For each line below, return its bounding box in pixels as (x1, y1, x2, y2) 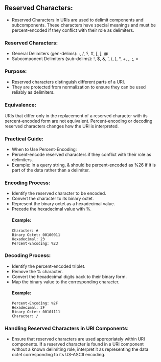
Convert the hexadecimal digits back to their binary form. (11, 274, 127, 279)
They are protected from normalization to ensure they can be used (11, 84, 146, 90)
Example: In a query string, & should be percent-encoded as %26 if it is (11, 162, 156, 168)
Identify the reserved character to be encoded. (11, 191, 106, 196)
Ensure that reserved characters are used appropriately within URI (11, 336, 145, 342)
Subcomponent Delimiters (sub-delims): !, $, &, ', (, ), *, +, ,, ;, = (11, 56, 139, 62)
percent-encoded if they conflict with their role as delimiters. (11, 27, 134, 33)
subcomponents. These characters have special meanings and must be (11, 22, 156, 28)
